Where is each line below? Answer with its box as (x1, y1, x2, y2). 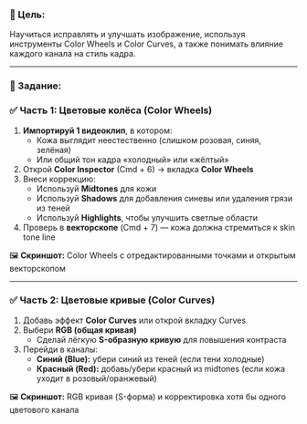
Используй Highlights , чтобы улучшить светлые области (36, 212, 259, 222)
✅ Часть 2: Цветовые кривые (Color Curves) (9, 294, 216, 306)
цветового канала (9, 404, 79, 415)
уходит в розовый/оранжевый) (36, 373, 158, 384)
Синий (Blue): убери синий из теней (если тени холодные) (36, 353, 265, 364)
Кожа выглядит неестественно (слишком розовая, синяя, (36, 134, 262, 145)
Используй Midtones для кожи (36, 182, 157, 194)
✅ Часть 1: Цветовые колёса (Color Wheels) (9, 104, 213, 117)
